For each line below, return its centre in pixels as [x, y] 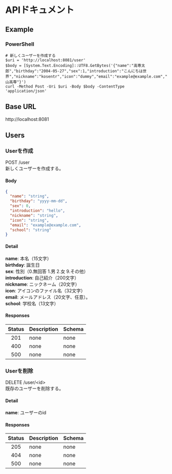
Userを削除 [19, 371]
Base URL [21, 107]
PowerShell [20, 44]
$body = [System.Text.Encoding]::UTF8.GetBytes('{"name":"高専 [73, 65]
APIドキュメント [40, 10]
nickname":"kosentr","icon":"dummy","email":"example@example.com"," [92, 76]
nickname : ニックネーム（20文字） [42, 284]
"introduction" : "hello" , [38, 211]
